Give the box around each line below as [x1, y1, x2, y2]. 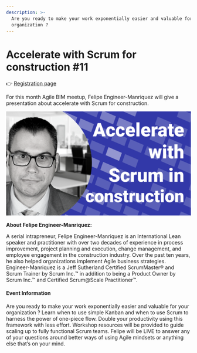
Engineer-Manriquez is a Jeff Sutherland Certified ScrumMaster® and [6, 264, 175, 271]
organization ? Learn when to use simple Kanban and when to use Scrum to [6, 309, 189, 316]
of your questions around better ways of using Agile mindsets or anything [6, 334, 184, 341]
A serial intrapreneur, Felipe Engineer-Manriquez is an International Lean [6, 232, 181, 240]
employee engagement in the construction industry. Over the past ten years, [6, 251, 191, 258]
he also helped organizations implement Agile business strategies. [6, 257, 166, 264]
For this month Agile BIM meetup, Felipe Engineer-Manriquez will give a [6, 94, 179, 101]
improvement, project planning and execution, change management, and [6, 245, 182, 252]
